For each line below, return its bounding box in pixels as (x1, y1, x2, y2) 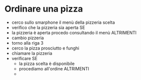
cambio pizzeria (11, 35, 44, 41)
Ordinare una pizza (4, 3, 83, 15)
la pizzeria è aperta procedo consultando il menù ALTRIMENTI (11, 30, 137, 35)
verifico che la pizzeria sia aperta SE (11, 24, 85, 30)
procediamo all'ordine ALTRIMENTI (19, 65, 90, 71)
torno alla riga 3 (11, 40, 43, 46)
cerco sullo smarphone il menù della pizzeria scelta (11, 19, 115, 25)
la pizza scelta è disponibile (19, 61, 75, 66)
